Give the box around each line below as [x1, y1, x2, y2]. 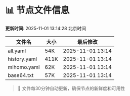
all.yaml [8, 47, 26, 54]
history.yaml [8, 55, 37, 62]
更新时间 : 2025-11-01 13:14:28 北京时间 [5, 25, 86, 31]
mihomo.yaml [8, 63, 40, 70]
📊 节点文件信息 [5, 5, 70, 16]
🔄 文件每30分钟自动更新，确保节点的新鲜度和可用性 [17, 85, 125, 91]
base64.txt [8, 71, 34, 78]
